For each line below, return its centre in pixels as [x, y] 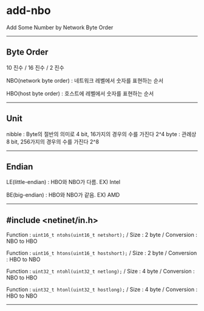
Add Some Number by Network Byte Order [60, 27]
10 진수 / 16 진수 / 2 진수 [36, 67]
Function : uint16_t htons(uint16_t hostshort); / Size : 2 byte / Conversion [102, 253]
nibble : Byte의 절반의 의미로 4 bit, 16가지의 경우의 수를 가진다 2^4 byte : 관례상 [101, 134]
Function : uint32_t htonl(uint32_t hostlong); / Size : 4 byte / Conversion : [102, 290]
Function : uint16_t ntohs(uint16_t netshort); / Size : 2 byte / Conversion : [102, 235]
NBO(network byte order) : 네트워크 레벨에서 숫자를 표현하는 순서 [85, 80]
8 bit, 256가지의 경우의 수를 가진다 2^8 [53, 142]
